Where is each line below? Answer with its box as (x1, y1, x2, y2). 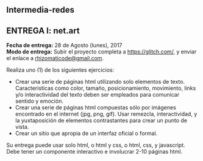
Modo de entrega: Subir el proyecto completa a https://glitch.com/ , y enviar (6, 48, 197, 55)
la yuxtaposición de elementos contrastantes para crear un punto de (15, 117, 188, 124)
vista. (15, 123, 29, 131)
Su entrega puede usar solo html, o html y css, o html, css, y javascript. (6, 142, 185, 149)
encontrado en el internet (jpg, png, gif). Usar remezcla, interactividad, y (15, 111, 198, 118)
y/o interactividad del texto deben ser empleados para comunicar (15, 91, 180, 98)
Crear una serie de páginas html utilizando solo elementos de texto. (15, 78, 185, 86)
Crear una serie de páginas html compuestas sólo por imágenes (15, 104, 177, 111)
